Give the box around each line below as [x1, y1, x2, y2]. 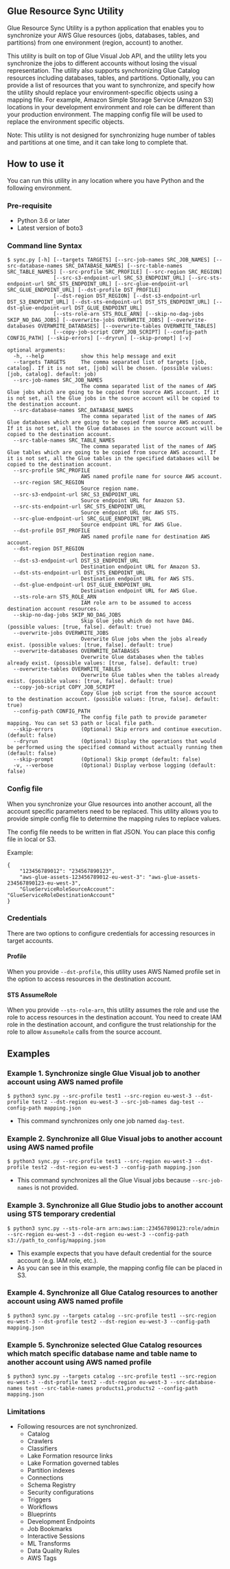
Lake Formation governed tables [27, 1459, 119, 1467]
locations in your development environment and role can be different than [7, 102, 215, 111]
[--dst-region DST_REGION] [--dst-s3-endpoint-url [53, 292, 201, 300]
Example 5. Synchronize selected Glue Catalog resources [7, 1340, 203, 1350]
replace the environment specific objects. [7, 117, 125, 126]
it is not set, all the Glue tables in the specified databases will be [7, 455, 220, 462]
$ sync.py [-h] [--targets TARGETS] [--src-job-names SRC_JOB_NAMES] [7, 257, 211, 263]
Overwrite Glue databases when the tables [80, 653, 205, 661]
